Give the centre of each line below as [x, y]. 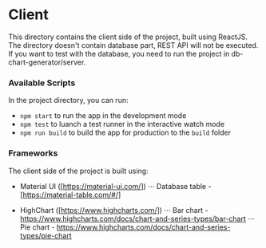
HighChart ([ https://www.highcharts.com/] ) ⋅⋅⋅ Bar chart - [114, 210]
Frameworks [33, 153]
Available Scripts [42, 83]
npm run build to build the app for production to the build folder [125, 132]
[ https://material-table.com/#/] [70, 195]
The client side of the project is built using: [79, 171]
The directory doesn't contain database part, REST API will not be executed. [133, 45]
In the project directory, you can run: [68, 100]
